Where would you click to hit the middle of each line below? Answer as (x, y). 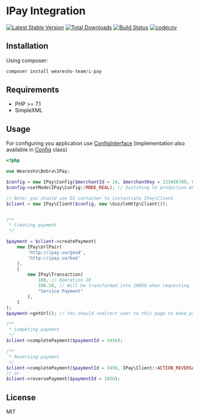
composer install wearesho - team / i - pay (54, 71)
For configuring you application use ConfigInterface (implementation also (96, 143)
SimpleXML (29, 110)
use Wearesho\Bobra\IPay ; (38, 171)
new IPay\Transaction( (55, 274)
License (21, 397)
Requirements (33, 90)
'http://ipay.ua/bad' (54, 258)
